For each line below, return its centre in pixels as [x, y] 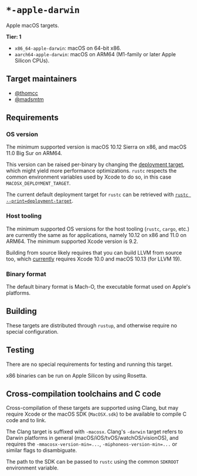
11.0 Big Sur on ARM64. [34, 153]
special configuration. [32, 331]
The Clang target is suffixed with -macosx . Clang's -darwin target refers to [95, 432]
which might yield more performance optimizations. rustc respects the [91, 171]
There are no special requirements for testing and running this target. [89, 364]
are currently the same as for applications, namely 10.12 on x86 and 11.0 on [96, 235]
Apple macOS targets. [33, 25]
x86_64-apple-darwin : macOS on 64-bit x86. [68, 48]
